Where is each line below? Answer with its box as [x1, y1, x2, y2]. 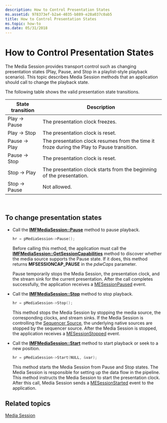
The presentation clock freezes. [42, 119, 117, 125]
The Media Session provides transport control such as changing [5, 63, 137, 69]
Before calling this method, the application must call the [12, 245, 127, 251]
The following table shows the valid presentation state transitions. [5, 89, 140, 95]
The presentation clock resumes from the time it [42, 137, 155, 144]
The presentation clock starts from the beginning [42, 166, 157, 173]
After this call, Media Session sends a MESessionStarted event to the [12, 380, 154, 386]
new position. [12, 345, 40, 351]
